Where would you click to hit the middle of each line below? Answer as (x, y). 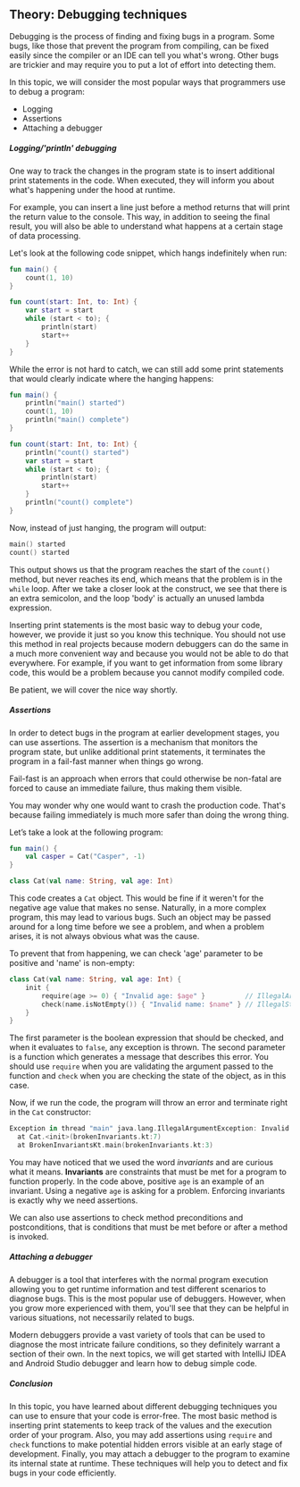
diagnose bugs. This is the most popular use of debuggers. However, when (147, 1298)
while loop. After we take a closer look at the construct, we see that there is (148, 588)
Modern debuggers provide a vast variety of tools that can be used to (137, 1334)
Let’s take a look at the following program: (86, 832)
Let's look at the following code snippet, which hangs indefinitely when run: (148, 253)
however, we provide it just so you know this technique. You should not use (147, 634)
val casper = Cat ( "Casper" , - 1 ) (85, 857)
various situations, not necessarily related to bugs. (102, 1317)
